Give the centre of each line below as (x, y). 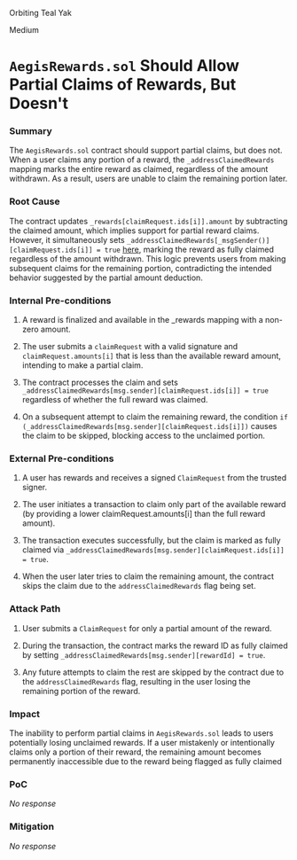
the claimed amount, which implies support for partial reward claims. (134, 231)
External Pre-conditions (62, 458)
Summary (31, 131)
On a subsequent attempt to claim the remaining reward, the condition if (155, 417)
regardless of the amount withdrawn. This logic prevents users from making (148, 258)
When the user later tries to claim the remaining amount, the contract (148, 576)
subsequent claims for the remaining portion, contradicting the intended (141, 268)
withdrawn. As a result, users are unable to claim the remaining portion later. (148, 179)
